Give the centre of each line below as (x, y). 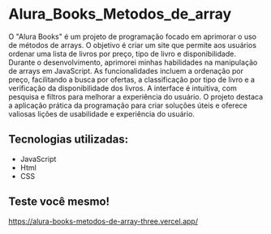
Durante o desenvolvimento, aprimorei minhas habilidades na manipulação (133, 62)
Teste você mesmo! (59, 202)
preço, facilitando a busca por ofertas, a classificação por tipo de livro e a (132, 79)
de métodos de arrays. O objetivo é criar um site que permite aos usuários (133, 45)
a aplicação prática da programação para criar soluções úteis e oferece (128, 105)
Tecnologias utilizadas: (68, 140)
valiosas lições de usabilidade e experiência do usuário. (101, 113)
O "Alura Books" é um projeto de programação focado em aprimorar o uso (133, 36)
